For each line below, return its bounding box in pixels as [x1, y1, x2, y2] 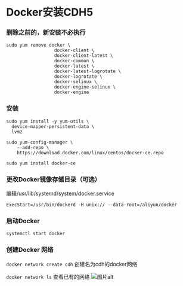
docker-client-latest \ [54, 53, 113, 59]
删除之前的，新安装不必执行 [6, 28, 86, 36]
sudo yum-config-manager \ [6, 139, 73, 145]
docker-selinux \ [54, 79, 97, 85]
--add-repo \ [17, 144, 49, 150]
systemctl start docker [6, 231, 66, 237]
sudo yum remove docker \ [6, 42, 70, 48]
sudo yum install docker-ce [6, 160, 76, 166]
